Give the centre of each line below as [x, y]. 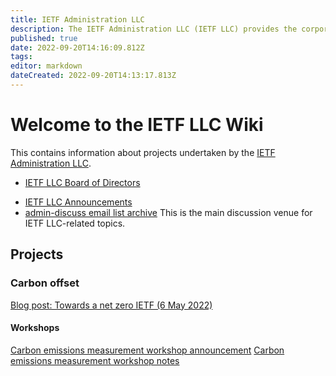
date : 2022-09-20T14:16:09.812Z [77, 47]
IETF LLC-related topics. [75, 223]
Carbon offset [45, 283]
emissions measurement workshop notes [95, 360]
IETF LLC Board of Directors [82, 182]
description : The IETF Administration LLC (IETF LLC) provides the [154, 29]
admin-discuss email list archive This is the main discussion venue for [168, 212]
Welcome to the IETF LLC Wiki [137, 125]
